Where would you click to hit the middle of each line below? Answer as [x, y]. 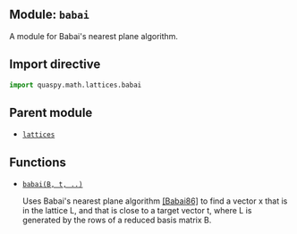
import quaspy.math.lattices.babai [76, 85]
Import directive [55, 65]
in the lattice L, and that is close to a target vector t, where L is [137, 211]
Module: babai [49, 15]
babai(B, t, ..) [52, 185]
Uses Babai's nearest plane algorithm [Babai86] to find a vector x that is [155, 201]
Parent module [51, 112]
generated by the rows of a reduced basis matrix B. [117, 220]
